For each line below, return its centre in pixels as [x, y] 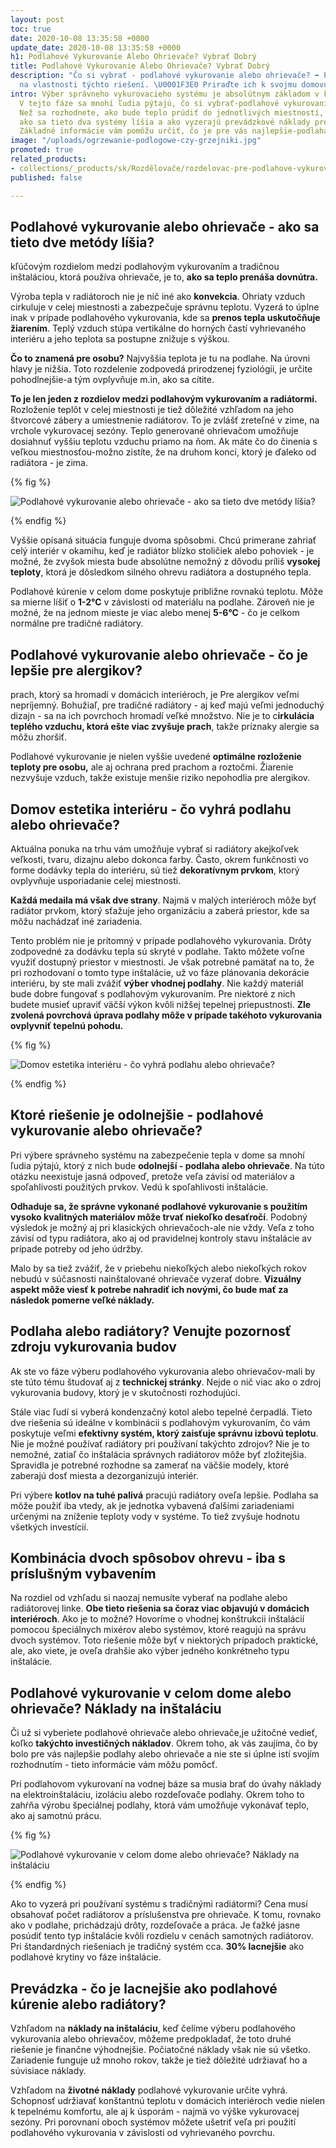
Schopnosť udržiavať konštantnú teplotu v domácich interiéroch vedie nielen [168, 2100]
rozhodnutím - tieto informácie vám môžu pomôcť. [114, 1765]
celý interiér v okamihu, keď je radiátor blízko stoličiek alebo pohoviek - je [162, 551]
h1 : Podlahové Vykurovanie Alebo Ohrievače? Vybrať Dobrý [133, 57]
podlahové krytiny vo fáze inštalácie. [86, 1957]
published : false [46, 177]
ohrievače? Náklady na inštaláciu [116, 1708]
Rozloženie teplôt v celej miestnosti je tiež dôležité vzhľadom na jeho [152, 410]
